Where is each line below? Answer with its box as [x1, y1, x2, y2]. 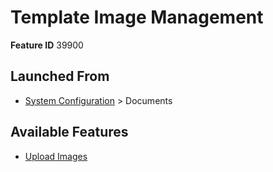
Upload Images [24, 150, 88, 162]
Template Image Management [10, 6, 264, 29]
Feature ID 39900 [10, 39, 84, 51]
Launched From [10, 68, 110, 85]
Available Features [10, 124, 129, 141]
